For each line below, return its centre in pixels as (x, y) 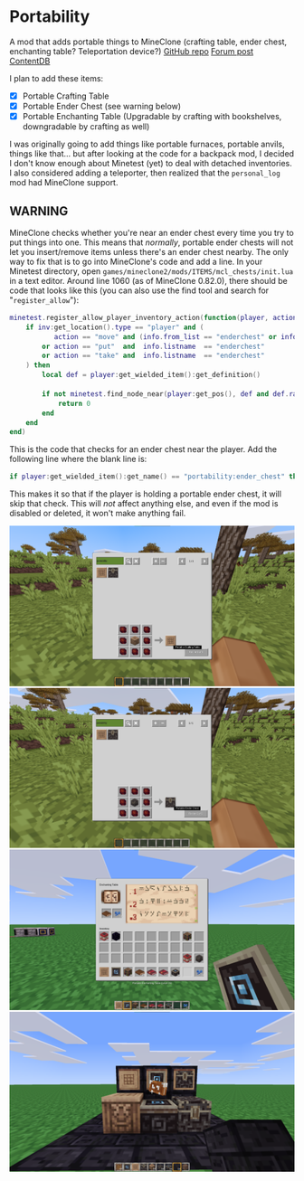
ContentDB (30, 61)
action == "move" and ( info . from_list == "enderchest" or (166, 336)
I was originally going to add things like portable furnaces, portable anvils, (147, 144)
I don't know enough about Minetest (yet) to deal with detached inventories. (151, 164)
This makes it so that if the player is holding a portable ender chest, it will (146, 494)
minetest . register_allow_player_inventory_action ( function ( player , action (153, 317)
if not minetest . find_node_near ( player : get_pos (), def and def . (166, 394)
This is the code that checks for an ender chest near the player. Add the (143, 449)
